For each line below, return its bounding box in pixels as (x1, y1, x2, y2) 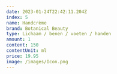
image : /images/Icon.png (6, 58, 68, 64)
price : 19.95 (6, 53, 39, 59)
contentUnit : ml (6, 48, 47, 54)
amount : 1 (6, 36, 31, 42)
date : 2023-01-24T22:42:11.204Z (6, 8, 87, 15)
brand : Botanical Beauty (6, 25, 68, 32)
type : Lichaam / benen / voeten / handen (6, 31, 112, 37)
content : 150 (6, 42, 39, 48)
